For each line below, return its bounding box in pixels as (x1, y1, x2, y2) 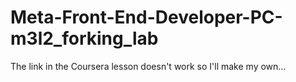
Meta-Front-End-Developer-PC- (10, 6, 283, 29)
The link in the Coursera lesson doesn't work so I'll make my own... (10, 60, 287, 72)
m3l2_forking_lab (10, 27, 159, 50)
